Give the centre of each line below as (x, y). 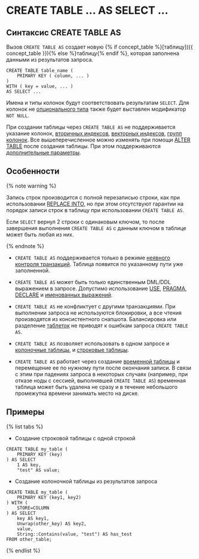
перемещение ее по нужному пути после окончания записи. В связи (103, 368)
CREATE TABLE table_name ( (40, 71)
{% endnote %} (25, 246)
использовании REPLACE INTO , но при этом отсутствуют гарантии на (95, 204)
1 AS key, (29, 465)
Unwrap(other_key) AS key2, (52, 524)
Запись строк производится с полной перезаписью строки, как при (93, 197)
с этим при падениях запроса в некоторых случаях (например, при (101, 374)
